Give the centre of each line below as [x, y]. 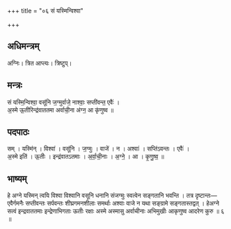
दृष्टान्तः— [206, 196]
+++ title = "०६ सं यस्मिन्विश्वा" [45, 11]
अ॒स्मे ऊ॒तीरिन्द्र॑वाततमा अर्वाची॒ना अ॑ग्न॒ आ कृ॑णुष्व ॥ [61, 110]
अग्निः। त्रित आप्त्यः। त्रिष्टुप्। [40, 63]
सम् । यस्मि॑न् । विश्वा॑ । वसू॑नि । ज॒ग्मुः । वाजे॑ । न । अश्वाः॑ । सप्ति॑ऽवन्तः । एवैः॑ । [98, 149]
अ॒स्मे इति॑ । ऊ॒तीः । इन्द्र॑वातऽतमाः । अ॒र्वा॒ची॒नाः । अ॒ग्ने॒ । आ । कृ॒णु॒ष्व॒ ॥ [86, 157]
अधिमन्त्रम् [23, 46]
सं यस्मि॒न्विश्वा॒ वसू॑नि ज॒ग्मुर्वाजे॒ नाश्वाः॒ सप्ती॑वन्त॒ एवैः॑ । [64, 102]
